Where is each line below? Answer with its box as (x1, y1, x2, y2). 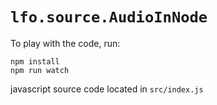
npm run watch (10, 65, 70, 75)
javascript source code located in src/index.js (10, 83, 204, 95)
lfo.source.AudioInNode (10, 8, 208, 27)
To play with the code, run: (10, 37, 121, 49)
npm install (10, 56, 60, 67)
